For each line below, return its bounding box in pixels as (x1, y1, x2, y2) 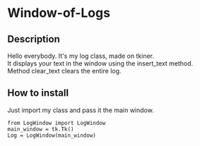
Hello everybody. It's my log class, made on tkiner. (7, 51, 154, 60)
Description (7, 33, 60, 45)
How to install (7, 87, 69, 99)
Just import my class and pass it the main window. (7, 106, 154, 114)
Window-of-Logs (7, 5, 111, 21)
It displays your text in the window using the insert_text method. (7, 59, 194, 68)
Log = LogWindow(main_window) (7, 132, 97, 139)
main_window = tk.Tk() (7, 126, 74, 133)
